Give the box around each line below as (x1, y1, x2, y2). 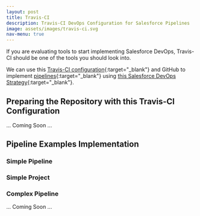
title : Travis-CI (6, 14, 50, 21)
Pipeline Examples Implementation (6, 139, 139, 150)
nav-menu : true (6, 31, 45, 37)
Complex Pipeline (6, 189, 59, 198)
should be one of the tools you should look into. (13, 54, 131, 62)
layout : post (6, 8, 39, 15)
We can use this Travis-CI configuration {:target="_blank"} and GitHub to (6, 66, 186, 73)
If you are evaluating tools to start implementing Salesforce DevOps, (6, 48, 176, 55)
